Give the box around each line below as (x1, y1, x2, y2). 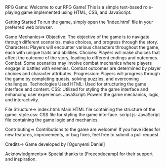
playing (5, 9, 20, 15)
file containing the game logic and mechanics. (5, 117, 99, 123)
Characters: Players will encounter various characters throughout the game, (5, 44, 160, 50)
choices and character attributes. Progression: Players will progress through (5, 71, 160, 76)
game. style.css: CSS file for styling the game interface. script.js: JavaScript (5, 112, 160, 118)
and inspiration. (5, 156, 37, 162)
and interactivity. (5, 97, 40, 103)
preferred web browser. (5, 24, 53, 30)
